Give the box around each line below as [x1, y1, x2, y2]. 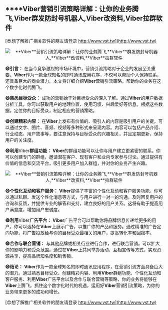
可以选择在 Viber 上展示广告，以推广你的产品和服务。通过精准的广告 [18, 223, 157, 229]
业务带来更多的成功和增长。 [5, 288, 62, 294]
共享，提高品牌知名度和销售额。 [9, 253, 75, 259]
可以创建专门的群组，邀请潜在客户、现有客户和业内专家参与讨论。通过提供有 [5, 153, 163, 160]
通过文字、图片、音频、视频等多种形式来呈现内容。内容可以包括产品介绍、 [9, 124, 163, 130]
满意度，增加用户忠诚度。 [9, 206, 62, 212]
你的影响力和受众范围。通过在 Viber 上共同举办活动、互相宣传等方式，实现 [5, 246, 157, 252]
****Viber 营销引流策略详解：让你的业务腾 [5, 5, 139, 14]
